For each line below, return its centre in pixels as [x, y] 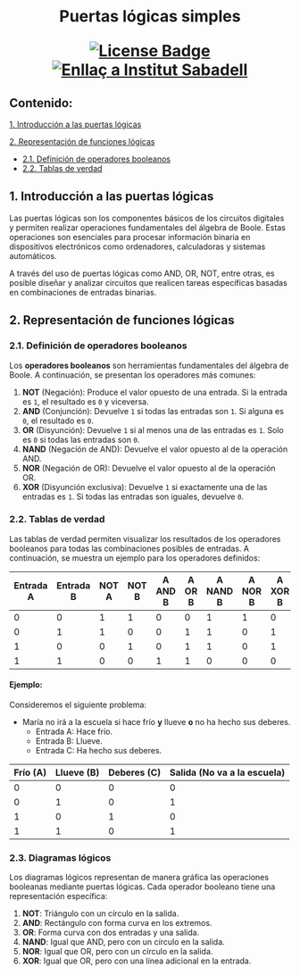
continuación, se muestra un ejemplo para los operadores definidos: [135, 558]
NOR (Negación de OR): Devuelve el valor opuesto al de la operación [149, 468]
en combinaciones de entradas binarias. [83, 292]
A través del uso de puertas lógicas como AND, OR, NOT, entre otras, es [142, 273]
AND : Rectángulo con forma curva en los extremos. [117, 923]
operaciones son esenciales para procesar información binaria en [130, 237]
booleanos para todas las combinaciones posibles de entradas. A [129, 548]
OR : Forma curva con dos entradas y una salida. [111, 933]
